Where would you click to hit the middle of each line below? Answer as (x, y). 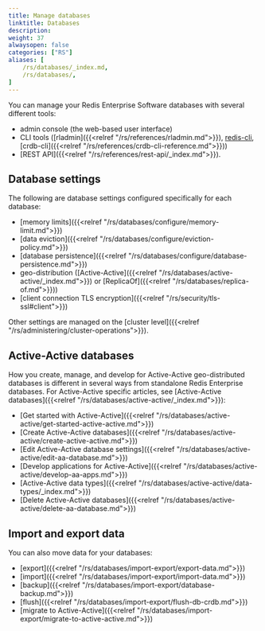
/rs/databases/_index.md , (66, 68)
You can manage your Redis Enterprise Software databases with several (127, 105)
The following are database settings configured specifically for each (120, 198)
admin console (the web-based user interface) (96, 129)
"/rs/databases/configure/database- (188, 256)
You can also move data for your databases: (80, 552)
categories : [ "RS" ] (41, 53)
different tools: (32, 113)
